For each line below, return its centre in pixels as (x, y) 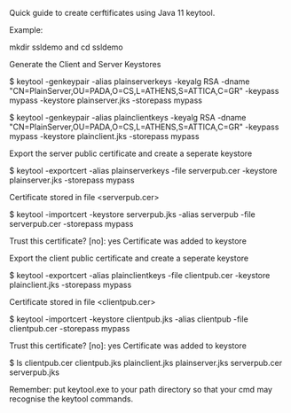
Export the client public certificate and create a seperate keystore (129, 258)
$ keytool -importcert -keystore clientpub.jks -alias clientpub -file (129, 319)
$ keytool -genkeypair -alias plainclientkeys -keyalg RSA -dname (128, 117)
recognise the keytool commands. (71, 399)
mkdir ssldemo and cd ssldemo (67, 47)
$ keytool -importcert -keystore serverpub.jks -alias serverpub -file (132, 214)
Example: (26, 30)
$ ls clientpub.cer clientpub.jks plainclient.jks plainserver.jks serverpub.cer (145, 363)
